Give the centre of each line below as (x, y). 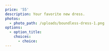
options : (14, 28)
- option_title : (26, 32)
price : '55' (17, 9)
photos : (13, 18)
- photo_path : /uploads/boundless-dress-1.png (57, 23)
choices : (22, 37)
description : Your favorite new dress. (45, 14)
